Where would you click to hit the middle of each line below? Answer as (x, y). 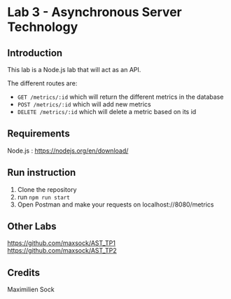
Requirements (38, 134)
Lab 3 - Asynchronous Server (94, 12)
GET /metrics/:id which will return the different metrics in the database (120, 97)
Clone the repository (47, 189)
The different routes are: (42, 83)
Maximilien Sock (31, 290)
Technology (43, 27)
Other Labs (32, 227)
